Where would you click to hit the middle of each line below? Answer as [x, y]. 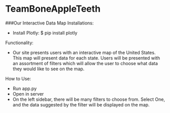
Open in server [28, 94]
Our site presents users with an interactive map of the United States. [84, 52]
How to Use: [18, 78]
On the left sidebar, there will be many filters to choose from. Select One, [89, 99]
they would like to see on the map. [48, 69]
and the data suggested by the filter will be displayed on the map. [81, 104]
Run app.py [25, 88]
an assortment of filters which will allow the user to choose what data [85, 63]
